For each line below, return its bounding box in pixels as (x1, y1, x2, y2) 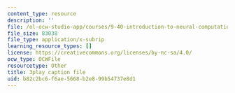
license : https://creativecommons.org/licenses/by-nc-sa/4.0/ (7, 50, 192, 57)
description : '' (7, 17, 55, 24)
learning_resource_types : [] (7, 43, 92, 50)
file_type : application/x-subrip (7, 36, 105, 43)
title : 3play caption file (7, 69, 86, 76)
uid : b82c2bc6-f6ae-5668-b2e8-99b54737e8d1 (7, 75, 136, 83)
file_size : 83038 (7, 29, 58, 37)
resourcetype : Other (7, 62, 68, 69)
